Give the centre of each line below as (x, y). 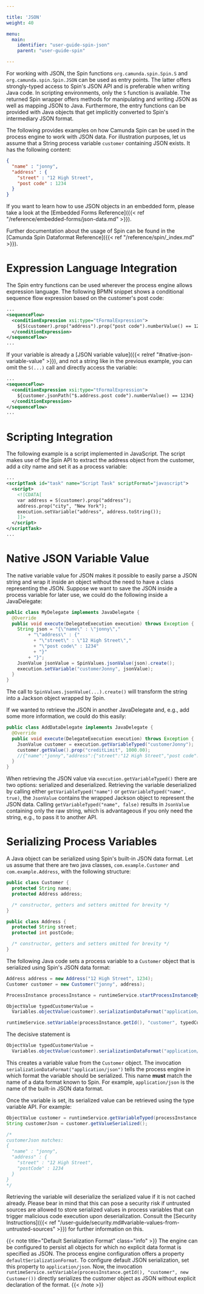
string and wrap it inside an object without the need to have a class (90, 582)
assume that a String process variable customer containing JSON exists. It (98, 143)
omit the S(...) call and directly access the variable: (72, 367)
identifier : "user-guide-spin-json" (64, 45)
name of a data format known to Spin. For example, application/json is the (100, 1082)
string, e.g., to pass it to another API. (52, 817)
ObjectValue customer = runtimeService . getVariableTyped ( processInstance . (103, 1118)
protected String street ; (45, 927)
